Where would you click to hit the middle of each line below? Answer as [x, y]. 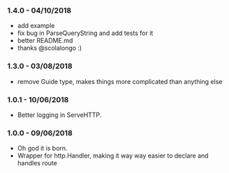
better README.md [45, 41]
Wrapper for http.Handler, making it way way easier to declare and [113, 155]
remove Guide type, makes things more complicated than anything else [120, 81]
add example [36, 26]
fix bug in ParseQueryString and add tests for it [85, 33]
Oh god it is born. [42, 148]
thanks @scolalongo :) [50, 48]
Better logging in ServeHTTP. [59, 115]
